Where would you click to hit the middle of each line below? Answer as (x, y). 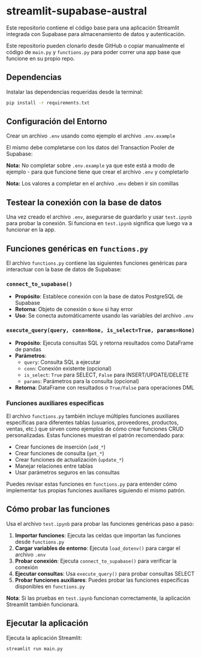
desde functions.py (40, 542)
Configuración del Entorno (57, 122)
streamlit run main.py (34, 649)
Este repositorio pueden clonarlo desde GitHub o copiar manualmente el (95, 46)
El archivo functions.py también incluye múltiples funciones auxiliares (93, 416)
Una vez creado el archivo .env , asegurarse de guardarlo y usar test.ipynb (99, 217)
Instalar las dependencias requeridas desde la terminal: (75, 92)
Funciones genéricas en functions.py (77, 248)
